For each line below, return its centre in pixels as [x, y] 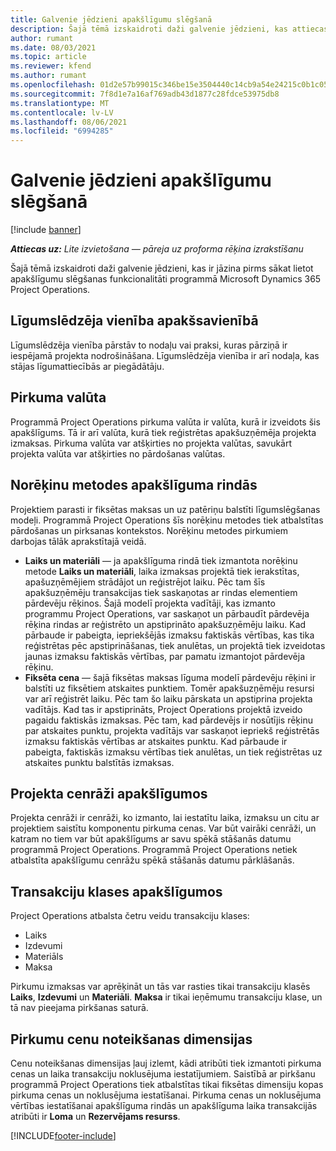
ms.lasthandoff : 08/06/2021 [69, 122]
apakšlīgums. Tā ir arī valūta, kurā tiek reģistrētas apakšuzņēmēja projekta [163, 432]
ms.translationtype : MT [60, 103]
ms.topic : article [48, 57]
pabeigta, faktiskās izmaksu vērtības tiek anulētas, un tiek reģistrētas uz [173, 752]
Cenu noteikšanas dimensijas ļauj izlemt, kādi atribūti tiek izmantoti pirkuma [166, 1063]
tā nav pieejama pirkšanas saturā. [79, 1008]
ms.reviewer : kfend [51, 66]
